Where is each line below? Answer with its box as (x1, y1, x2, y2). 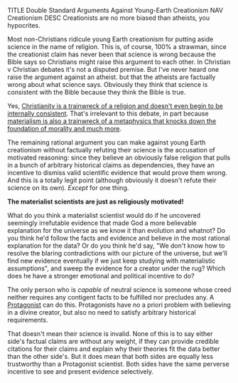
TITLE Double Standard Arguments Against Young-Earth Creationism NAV (7, 6, 224, 14)
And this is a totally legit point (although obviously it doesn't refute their (7, 176, 217, 184)
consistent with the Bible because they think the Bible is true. (7, 88, 186, 96)
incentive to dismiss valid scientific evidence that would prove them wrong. (7, 169, 227, 177)
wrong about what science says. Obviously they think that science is (7, 80, 208, 88)
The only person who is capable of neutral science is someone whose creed (7, 285, 232, 294)
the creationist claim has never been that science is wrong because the (7, 50, 217, 58)
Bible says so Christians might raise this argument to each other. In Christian (7, 58, 231, 66)
